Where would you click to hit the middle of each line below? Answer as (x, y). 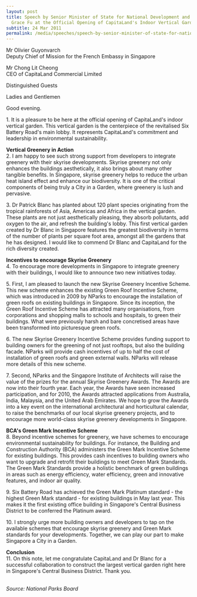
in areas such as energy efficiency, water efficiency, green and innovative (95, 475)
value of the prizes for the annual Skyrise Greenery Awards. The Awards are (98, 382)
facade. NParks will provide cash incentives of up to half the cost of (88, 352)
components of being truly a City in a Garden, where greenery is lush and (95, 187)
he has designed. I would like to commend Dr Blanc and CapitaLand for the (96, 242)
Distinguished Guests (32, 85)
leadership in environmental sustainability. (57, 138)
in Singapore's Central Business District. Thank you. (69, 571)
